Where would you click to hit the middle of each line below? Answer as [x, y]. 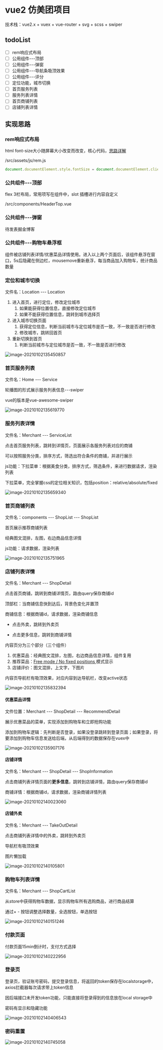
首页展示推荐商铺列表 [26, 528]
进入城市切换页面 [29, 321]
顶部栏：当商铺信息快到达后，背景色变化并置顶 [52, 604]
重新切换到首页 [27, 339]
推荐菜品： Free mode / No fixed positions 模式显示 [63, 662]
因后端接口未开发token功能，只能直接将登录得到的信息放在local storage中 [79, 997]
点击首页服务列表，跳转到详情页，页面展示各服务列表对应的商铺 [69, 445]
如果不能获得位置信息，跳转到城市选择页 [60, 314]
